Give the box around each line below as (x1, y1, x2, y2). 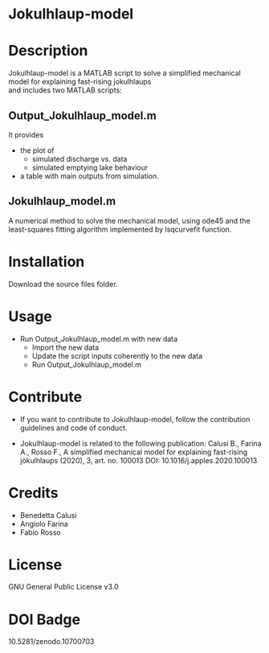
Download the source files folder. (8, 279, 118, 289)
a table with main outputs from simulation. (19, 170, 159, 181)
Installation (8, 253, 85, 270)
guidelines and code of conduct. (19, 423, 128, 433)
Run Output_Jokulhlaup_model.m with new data (19, 334, 178, 343)
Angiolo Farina (19, 519, 68, 528)
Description (8, 42, 88, 60)
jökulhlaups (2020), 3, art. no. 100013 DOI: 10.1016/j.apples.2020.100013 (19, 455, 258, 465)
